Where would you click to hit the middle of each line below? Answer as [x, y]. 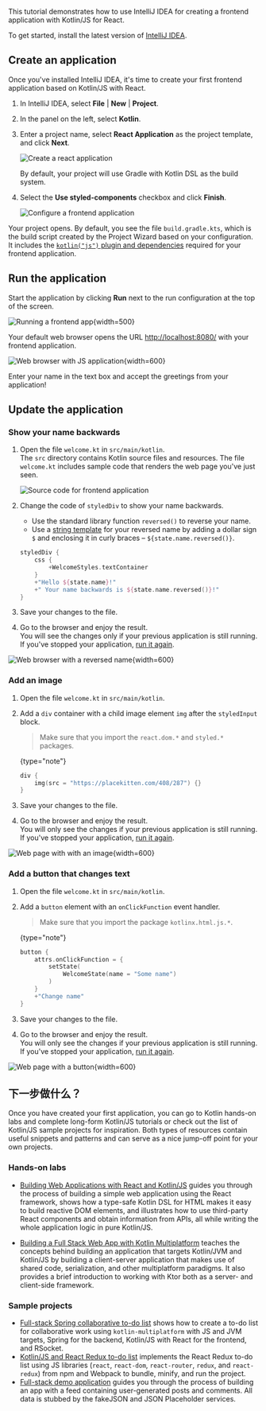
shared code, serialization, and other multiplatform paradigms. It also [133, 1268]
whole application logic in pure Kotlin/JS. [86, 1227]
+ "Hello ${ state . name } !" [75, 582]
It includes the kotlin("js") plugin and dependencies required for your [125, 245]
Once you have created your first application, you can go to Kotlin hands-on [132, 1114]
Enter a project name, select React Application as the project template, [136, 134]
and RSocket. [41, 1348]
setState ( [65, 967]
